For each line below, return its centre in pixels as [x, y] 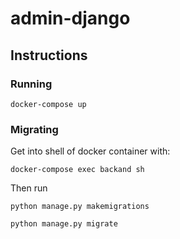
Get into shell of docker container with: [90, 151]
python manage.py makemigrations [80, 207]
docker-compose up [48, 104]
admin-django [70, 18]
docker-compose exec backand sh [77, 170]
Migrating [34, 129]
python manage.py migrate [64, 224]
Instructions [49, 55]
